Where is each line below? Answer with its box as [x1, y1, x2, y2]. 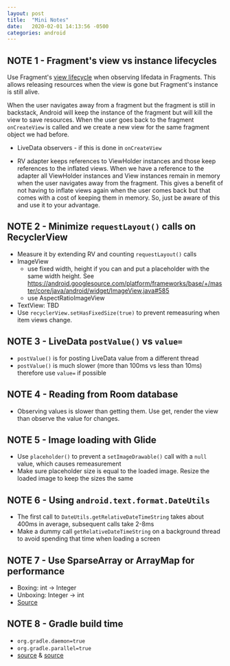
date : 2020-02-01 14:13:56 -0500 [7, 23, 109, 30]
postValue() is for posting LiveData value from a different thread [16, 354, 199, 362]
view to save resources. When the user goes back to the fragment [7, 116, 194, 124]
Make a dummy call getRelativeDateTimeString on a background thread [16, 528, 221, 536]
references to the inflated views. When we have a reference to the [16, 165, 205, 173]
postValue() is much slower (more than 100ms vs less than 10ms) [16, 361, 203, 369]
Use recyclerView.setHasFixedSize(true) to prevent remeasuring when [16, 308, 220, 317]
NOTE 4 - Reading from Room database [7, 388, 179, 400]
